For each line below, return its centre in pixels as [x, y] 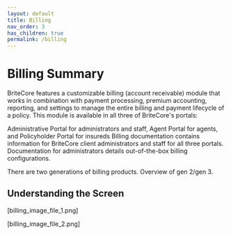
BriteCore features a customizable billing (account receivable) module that [114, 93]
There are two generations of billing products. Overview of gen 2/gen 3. [110, 172]
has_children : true [35, 33]
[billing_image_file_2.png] [44, 224]
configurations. [29, 159]
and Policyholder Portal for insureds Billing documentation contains [104, 136]
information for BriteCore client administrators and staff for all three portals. [115, 144]
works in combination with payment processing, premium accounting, [107, 101]
